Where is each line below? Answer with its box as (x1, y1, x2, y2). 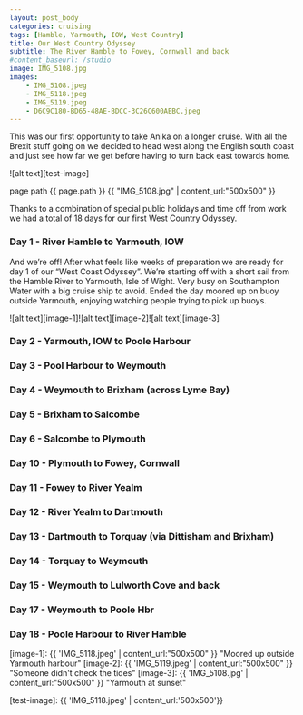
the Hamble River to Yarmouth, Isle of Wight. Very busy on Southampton (9, 275, 279, 286)
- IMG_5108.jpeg (25, 81, 88, 90)
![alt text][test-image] (9, 168, 90, 179)
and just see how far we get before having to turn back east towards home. (9, 151, 290, 162)
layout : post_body (9, 13, 79, 23)
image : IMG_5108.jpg (9, 65, 88, 74)
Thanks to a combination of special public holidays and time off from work (9, 204, 288, 214)
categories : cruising (9, 22, 92, 31)
